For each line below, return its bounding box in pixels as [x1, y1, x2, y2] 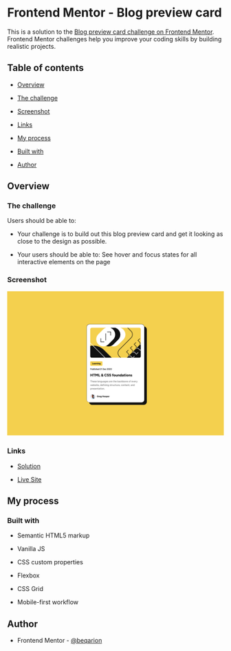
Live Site [16, 475, 42, 483]
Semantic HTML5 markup [16, 531, 90, 540]
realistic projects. [7, 42, 56, 50]
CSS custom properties [16, 558, 84, 566]
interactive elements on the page [16, 258, 111, 266]
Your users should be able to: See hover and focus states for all [16, 250, 197, 259]
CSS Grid [16, 585, 43, 593]
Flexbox [16, 571, 40, 579]
